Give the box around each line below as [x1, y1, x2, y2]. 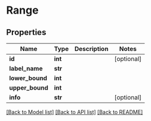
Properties [6, 27, 47, 37]
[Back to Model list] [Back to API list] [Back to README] [6, 109, 143, 116]
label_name [9, 65, 43, 72]
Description [74, 45, 109, 53]
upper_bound [9, 84, 49, 92]
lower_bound [9, 74, 48, 82]
